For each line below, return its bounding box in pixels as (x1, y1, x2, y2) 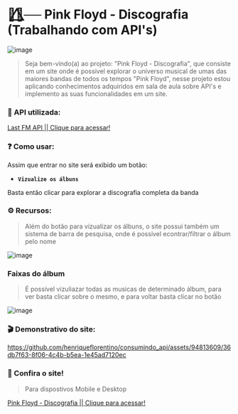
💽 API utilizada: (7, 107, 61, 117)
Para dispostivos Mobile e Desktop (24, 384, 127, 393)
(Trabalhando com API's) (7, 22, 158, 38)
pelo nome (24, 237, 57, 245)
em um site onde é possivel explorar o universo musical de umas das (24, 67, 227, 75)
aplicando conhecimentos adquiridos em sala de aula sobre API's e (24, 82, 222, 90)
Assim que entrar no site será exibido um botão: (7, 160, 148, 169)
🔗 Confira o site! (7, 368, 64, 378)
